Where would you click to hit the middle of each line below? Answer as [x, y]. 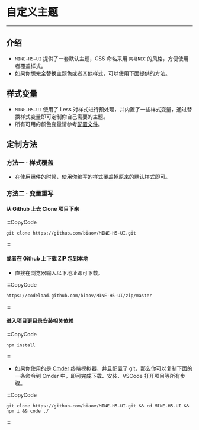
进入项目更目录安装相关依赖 [40, 321]
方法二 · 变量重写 [30, 194]
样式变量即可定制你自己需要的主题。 [64, 117]
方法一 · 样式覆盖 [30, 162]
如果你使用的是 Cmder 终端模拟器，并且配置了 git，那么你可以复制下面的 [103, 368]
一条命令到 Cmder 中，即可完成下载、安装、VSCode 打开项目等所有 [97, 376]
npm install [21, 345]
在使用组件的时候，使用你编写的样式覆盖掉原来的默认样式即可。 [92, 177]
